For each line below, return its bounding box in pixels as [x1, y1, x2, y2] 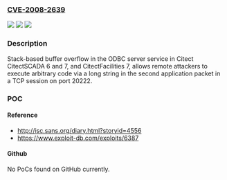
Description [7, 39, 48, 48]
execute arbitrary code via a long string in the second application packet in [7, 69, 221, 78]
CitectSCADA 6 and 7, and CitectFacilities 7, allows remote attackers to [7, 62, 208, 70]
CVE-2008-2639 [7, 5, 66, 15]
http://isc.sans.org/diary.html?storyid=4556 [17, 126, 142, 134]
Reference [7, 111, 38, 119]
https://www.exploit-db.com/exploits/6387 [17, 134, 139, 142]
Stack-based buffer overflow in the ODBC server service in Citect [7, 54, 194, 63]
